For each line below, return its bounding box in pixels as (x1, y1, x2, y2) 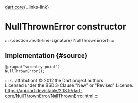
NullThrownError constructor (5, 21, 127, 32)
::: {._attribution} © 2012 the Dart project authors (5, 77, 103, 83)
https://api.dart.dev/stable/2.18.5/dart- (5, 87, 83, 93)
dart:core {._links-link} (5, 4, 49, 10)
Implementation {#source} (5, 51, 88, 60)
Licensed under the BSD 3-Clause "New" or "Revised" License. (5, 82, 134, 88)
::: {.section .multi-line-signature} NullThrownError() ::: (5, 37, 115, 43)
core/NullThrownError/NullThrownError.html (5, 93, 94, 99)
